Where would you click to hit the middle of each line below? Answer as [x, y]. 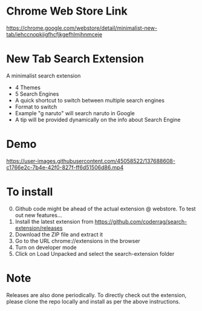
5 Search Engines [37, 94]
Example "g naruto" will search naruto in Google [75, 113]
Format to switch [36, 107]
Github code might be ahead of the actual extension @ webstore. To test [105, 209]
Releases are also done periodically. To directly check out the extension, [96, 295]
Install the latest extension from [54, 221]
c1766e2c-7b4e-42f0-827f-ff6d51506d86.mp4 [65, 167]
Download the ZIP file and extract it [59, 234]
